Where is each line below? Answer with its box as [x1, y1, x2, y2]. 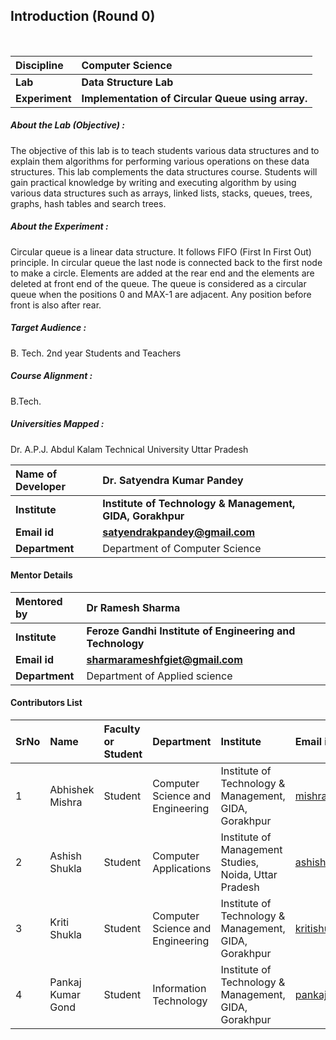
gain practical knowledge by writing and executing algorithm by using [10, 176, 297, 188]
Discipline [15, 58, 64, 72]
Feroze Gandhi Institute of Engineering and [86, 624, 296, 638]
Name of [15, 467, 58, 481]
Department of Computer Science [102, 541, 262, 555]
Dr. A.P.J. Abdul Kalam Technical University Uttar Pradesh [10, 443, 249, 455]
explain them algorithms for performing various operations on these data [10, 155, 310, 167]
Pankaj [49, 975, 82, 989]
